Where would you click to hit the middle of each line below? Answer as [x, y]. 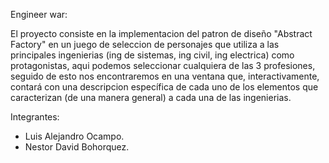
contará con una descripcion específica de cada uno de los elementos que [164, 87]
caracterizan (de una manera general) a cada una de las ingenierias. [151, 97]
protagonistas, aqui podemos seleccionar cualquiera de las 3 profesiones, [163, 65]
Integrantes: [35, 117]
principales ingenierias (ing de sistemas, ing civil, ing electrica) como [152, 55]
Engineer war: [39, 14]
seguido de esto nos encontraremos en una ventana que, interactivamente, [165, 76]
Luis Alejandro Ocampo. [74, 136]
